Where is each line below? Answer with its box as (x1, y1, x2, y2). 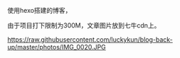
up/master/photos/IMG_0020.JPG (7, 43, 107, 51)
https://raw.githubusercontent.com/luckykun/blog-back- (7, 35, 173, 44)
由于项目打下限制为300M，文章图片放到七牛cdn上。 (7, 21, 161, 30)
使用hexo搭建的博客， (7, 6, 72, 14)
